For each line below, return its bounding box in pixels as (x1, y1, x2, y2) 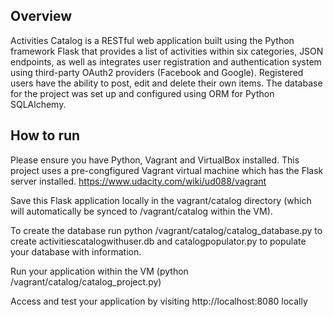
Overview (10, 8, 73, 25)
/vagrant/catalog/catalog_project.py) (10, 275, 162, 288)
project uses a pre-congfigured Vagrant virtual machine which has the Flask (10, 164, 324, 176)
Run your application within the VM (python (10, 265, 189, 277)
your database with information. (10, 245, 142, 258)
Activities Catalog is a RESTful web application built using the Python (10, 34, 295, 46)
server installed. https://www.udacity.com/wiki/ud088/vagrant (10, 175, 267, 187)
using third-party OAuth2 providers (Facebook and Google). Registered (10, 66, 304, 78)
